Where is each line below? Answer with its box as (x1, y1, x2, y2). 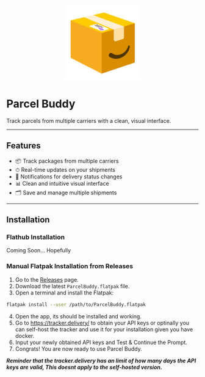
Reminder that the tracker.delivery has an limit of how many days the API (6, 357, 196, 364)
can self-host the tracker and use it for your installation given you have (15, 326, 193, 333)
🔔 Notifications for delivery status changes (15, 173, 123, 180)
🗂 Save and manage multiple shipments (15, 189, 117, 196)
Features (6, 141, 41, 151)
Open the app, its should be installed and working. (15, 312, 142, 320)
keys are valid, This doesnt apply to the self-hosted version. (6, 363, 163, 371)
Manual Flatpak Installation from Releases (6, 262, 133, 271)
